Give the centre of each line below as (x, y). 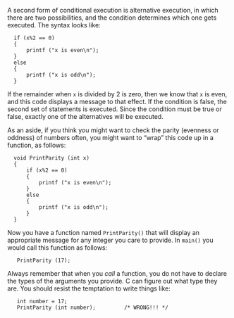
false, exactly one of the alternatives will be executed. (85, 116)
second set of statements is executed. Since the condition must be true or (115, 109)
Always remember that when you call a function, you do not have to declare (117, 273)
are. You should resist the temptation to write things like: (89, 288)
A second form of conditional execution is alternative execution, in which (113, 10)
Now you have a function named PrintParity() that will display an (103, 233)
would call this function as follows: (57, 248)
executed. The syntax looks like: (54, 25)
